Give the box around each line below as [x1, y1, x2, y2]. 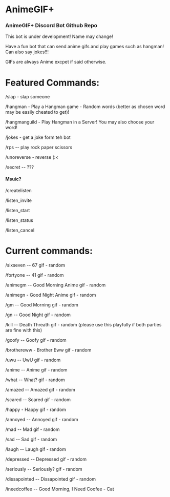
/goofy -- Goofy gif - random [5, 337, 67, 343]
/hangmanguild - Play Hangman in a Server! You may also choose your [5, 119, 155, 125]
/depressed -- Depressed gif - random [5, 456, 87, 462]
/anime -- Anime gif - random [5, 366, 68, 372]
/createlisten [5, 187, 32, 193]
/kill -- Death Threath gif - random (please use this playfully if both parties [5, 321, 162, 327]
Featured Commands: [5, 77, 100, 88]
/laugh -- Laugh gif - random [5, 446, 67, 452]
